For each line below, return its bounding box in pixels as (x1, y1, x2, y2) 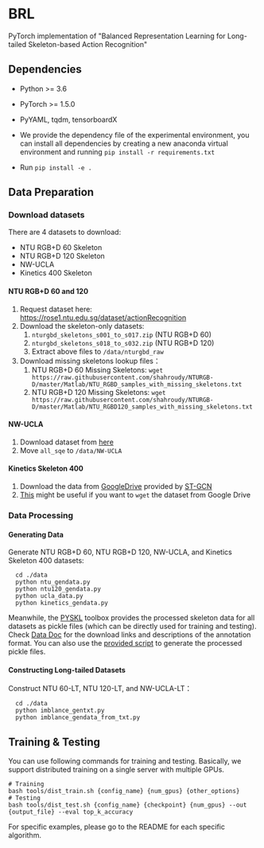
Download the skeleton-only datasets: (19, 321, 145, 330)
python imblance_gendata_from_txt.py (15, 713, 141, 721)
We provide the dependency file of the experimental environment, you (19, 130, 250, 139)
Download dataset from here (19, 437, 114, 447)
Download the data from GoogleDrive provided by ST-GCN (19, 482, 212, 491)
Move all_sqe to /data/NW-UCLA (19, 445, 122, 455)
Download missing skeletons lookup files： (19, 356, 161, 365)
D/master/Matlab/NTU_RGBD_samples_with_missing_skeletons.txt (31, 380, 243, 389)
